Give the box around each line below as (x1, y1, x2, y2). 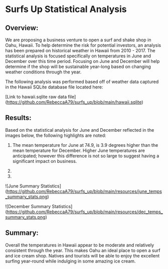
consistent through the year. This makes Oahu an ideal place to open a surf (5, 247, 160, 253)
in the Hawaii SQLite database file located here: (5, 84, 104, 90)
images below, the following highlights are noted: (5, 132, 106, 138)
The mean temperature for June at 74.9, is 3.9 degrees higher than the (12, 142, 158, 148)
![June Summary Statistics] (5, 183, 62, 189)
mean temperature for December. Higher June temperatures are (12, 147, 145, 153)
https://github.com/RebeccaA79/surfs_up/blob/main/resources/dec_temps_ (7, 209, 163, 215)
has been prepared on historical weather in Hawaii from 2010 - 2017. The (5, 48, 155, 53)
